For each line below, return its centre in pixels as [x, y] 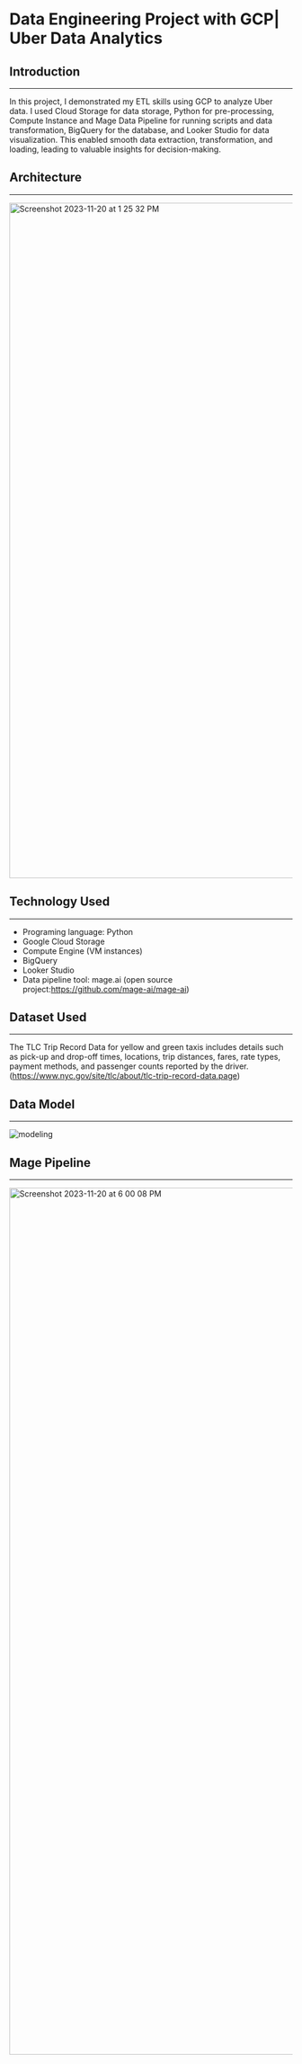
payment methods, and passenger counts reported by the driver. [129, 1066]
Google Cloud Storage [63, 941]
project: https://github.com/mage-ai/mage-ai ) [106, 989]
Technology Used [60, 902]
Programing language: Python [77, 931]
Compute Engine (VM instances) [82, 951]
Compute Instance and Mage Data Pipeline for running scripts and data [141, 120]
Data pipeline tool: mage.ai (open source [98, 979]
